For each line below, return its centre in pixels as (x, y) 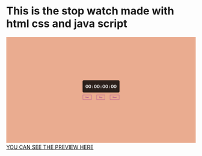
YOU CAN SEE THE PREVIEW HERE (50, 147)
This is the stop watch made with (90, 11)
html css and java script (67, 24)
